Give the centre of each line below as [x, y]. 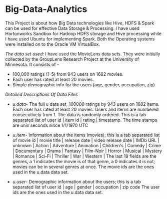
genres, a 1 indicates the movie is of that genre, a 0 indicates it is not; [83, 161]
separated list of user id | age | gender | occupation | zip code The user [86, 187]
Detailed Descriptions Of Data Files [41, 94]
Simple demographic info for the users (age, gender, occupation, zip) [83, 85]
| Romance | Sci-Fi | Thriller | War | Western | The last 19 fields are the [84, 156]
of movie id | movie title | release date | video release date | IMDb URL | [86, 140]
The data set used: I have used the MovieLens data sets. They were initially [83, 54]
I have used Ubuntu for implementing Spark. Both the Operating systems [80, 39]
